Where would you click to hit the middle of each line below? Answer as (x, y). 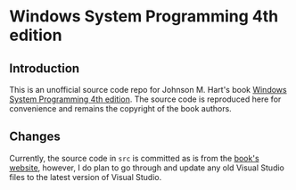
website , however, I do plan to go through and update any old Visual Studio (147, 168)
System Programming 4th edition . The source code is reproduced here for (145, 99)
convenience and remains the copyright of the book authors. (120, 108)
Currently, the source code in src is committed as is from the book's (135, 158)
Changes (35, 137)
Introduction (45, 68)
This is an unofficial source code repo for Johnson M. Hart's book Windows (148, 90)
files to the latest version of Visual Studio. (86, 177)
